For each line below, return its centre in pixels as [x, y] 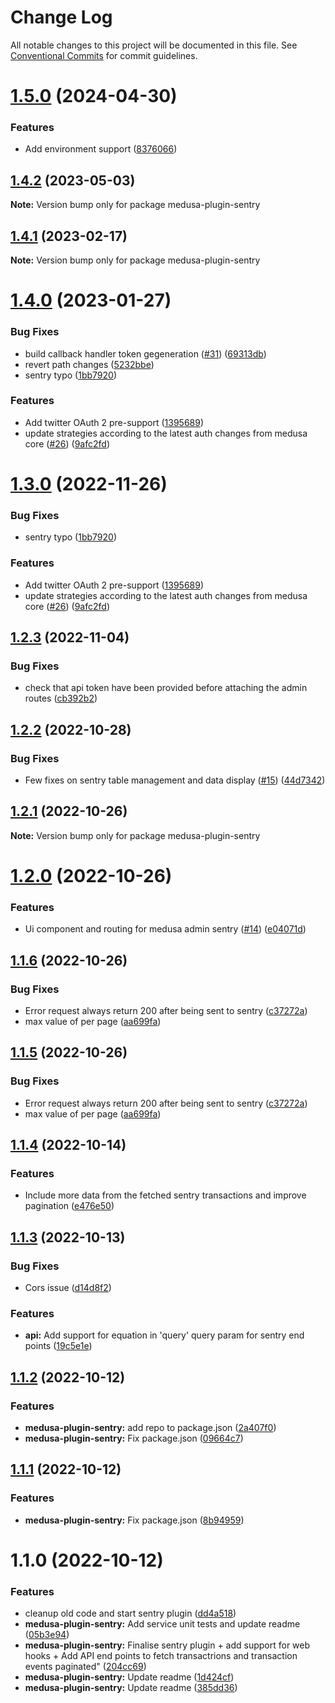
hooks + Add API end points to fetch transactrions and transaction [161, 1656]
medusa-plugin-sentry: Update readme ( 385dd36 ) [131, 1688]
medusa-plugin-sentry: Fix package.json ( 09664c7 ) [134, 1438]
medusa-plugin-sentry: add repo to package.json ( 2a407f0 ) [150, 1428]
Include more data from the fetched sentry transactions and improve [165, 1195]
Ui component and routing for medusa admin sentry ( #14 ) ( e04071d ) [165, 929]
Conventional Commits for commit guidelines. [104, 55]
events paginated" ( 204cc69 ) [85, 1667]
